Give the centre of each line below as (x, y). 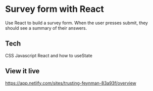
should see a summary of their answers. (46, 28)
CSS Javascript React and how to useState (49, 55)
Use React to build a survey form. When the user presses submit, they (76, 23)
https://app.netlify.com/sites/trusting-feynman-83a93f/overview (71, 83)
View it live (22, 71)
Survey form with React (54, 9)
